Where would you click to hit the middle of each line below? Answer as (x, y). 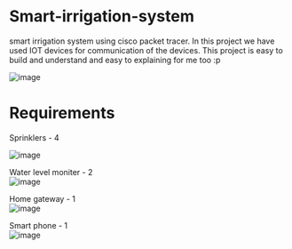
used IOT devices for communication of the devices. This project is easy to (146, 50)
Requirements (62, 113)
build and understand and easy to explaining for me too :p (115, 60)
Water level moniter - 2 (51, 172)
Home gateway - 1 (42, 198)
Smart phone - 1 (39, 225)
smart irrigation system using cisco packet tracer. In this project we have (142, 41)
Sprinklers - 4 (34, 137)
